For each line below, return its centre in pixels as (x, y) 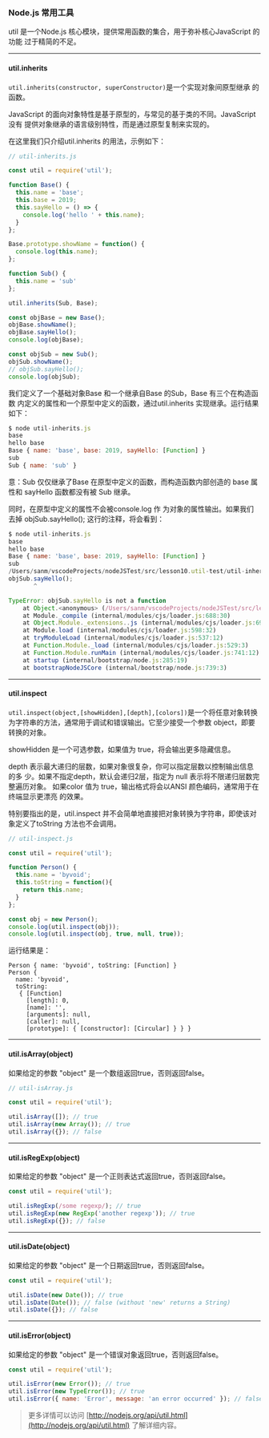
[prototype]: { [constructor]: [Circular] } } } (109, 1029)
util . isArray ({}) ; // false (55, 1132)
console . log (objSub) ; (44, 377)
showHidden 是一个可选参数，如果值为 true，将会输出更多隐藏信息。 (122, 749)
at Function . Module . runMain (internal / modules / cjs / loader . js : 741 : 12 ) (141, 652)
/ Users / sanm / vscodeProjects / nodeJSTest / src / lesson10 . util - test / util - (127, 572)
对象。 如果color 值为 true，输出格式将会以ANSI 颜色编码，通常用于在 (144, 786)
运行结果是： (29, 951)
